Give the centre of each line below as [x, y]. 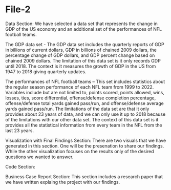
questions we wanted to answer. [39, 157]
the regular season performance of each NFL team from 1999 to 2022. [80, 87]
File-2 [18, 9]
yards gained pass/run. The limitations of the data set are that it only [77, 109]
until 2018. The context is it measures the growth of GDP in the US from [81, 66]
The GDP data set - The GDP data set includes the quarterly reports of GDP [85, 44]
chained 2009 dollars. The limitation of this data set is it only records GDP [83, 60]
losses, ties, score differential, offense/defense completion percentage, [81, 98]
